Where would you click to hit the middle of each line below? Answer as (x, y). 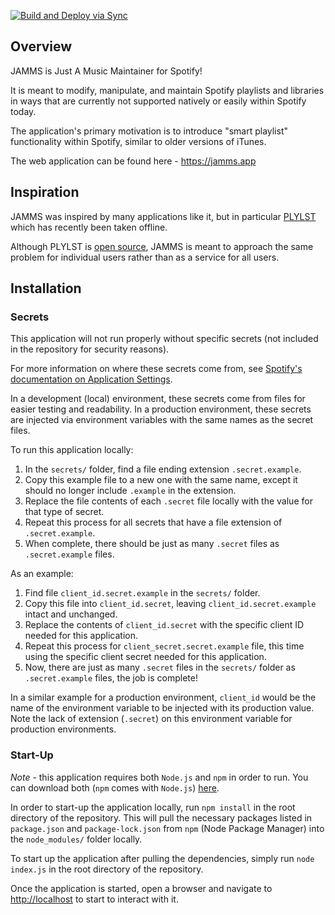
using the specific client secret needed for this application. (145, 657)
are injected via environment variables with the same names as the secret (162, 420)
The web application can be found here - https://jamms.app (133, 161)
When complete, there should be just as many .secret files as (152, 544)
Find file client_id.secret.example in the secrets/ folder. (142, 593)
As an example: (42, 574)
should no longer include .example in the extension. (130, 491)
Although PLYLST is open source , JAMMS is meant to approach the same (162, 246)
